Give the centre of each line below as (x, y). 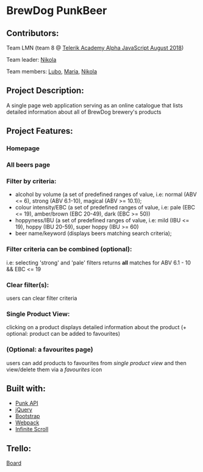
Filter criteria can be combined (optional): (69, 249)
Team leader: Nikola (31, 60)
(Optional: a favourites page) (50, 350)
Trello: (19, 448)
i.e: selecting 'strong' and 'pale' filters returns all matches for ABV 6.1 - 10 (98, 263)
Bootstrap (27, 416)
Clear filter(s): (28, 285)
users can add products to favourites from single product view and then (97, 363)
